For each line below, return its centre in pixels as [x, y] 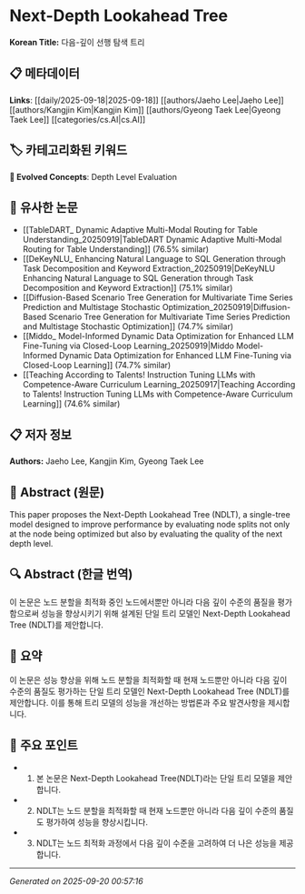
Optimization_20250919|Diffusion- [226, 307]
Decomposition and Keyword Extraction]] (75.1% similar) [128, 288]
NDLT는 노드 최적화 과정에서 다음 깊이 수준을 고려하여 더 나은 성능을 [156, 843]
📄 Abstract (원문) [57, 492]
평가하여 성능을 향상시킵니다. [97, 822]
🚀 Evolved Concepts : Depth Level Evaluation [93, 176]
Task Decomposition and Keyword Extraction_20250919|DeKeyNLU [148, 268]
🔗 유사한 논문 [44, 207]
